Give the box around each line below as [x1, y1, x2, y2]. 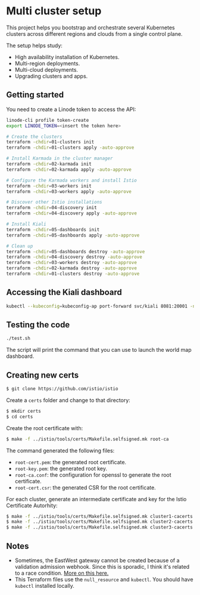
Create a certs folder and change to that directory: [6, 396, 131, 404]
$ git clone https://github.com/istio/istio [6, 386, 118, 392]
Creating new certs [6, 370, 79, 380]
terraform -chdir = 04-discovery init [6, 205, 97, 211]
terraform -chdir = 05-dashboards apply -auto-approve [6, 232, 140, 238]
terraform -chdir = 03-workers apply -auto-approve [6, 188, 132, 195]
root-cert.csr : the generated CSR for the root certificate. [14, 484, 156, 491]
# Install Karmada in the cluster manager [6, 155, 113, 162]
